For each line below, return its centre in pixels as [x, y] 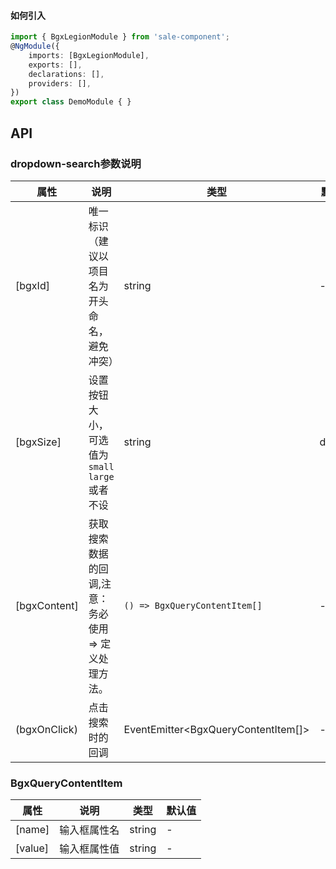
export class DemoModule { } [71, 102]
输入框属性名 [89, 830]
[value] [32, 848]
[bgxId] [32, 285]
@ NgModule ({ [35, 46]
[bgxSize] [38, 442]
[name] [32, 830]
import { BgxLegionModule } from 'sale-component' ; [120, 37]
